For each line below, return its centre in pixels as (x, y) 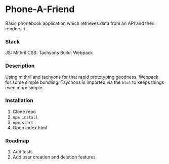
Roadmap (17, 141)
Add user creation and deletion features (54, 157)
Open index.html (30, 128)
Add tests (23, 152)
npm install (25, 117)
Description (20, 66)
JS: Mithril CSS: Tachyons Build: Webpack (49, 53)
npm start (23, 123)
